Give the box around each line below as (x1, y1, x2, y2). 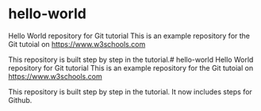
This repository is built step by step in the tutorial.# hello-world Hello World (8, 55, 254, 64)
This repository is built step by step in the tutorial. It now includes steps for (8, 86, 252, 96)
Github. (8, 95, 33, 105)
